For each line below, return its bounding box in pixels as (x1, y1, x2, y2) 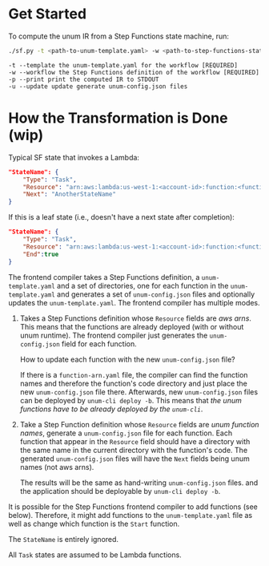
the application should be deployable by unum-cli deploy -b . (19, 486, 221, 495)
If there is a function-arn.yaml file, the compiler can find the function (19, 370, 248, 379)
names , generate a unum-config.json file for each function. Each (19, 428, 233, 438)
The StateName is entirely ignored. (8, 534, 118, 544)
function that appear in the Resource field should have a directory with (19, 436, 251, 446)
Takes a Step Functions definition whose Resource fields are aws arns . (19, 313, 252, 323)
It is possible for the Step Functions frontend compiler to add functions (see (8, 502, 259, 511)
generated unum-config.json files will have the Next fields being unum (19, 454, 250, 463)
